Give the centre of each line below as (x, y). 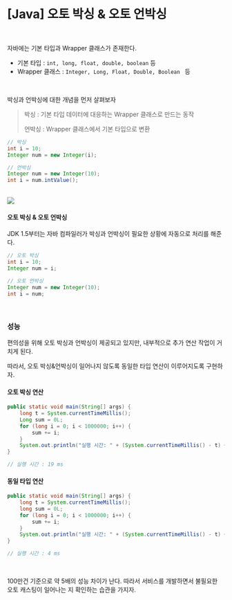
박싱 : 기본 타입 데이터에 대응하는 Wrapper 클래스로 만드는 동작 (109, 114)
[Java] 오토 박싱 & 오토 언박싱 (87, 14)
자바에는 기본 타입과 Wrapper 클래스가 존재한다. (72, 48)
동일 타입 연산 (25, 481)
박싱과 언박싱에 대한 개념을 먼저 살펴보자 (61, 99)
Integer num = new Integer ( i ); (52, 155)
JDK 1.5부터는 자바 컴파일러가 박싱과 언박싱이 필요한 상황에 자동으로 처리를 (108, 234)
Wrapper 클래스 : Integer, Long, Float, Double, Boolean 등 (104, 71)
